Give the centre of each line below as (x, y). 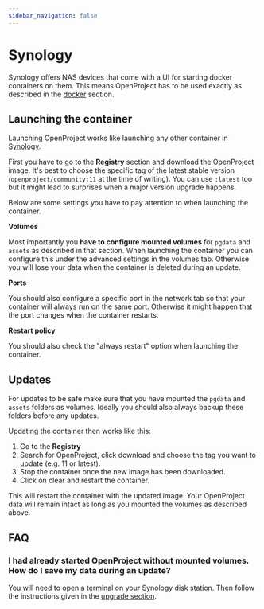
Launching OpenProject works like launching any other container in (118, 138)
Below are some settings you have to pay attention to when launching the (128, 203)
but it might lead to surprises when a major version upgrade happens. (122, 187)
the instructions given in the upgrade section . (83, 596)
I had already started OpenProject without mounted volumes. (128, 560)
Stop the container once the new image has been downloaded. (122, 472)
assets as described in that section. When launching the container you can (130, 251)
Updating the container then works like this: (80, 431)
